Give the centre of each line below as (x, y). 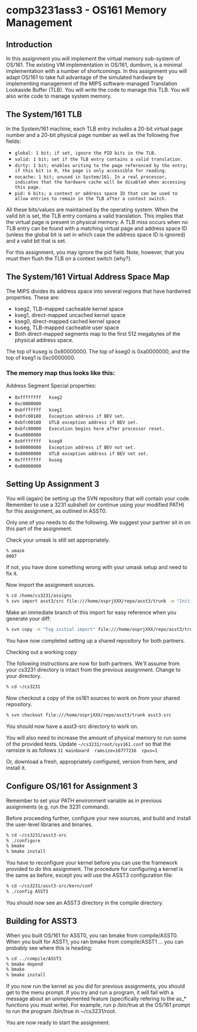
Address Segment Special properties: (51, 385)
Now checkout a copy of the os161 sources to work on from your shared (93, 698)
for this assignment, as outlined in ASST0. (57, 511)
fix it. (12, 573)
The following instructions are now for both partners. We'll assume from (93, 664)
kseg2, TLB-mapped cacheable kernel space (69, 309)
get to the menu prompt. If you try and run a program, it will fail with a (90, 993)
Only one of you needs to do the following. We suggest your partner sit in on (98, 522)
